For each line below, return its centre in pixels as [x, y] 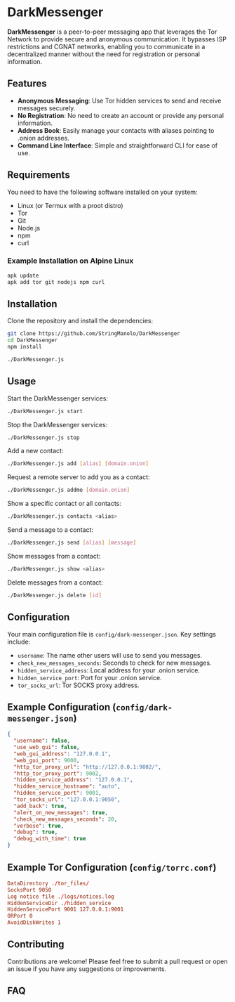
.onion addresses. [43, 138]
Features [27, 84]
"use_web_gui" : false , [47, 748]
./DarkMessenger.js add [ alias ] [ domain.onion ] [78, 464]
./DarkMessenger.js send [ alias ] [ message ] [72, 543]
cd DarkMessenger [33, 340]
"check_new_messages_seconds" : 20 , [66, 819]
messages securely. [46, 108]
